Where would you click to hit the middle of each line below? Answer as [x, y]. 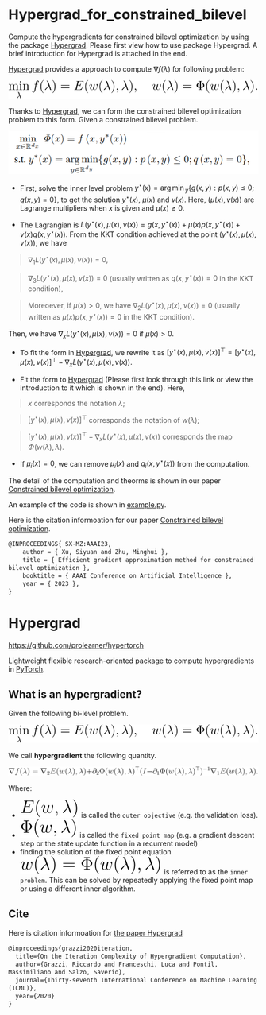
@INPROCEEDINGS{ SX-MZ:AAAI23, [60, 544]
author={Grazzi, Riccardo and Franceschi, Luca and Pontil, [117, 964]
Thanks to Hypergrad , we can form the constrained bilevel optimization [125, 111]
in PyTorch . [27, 669]
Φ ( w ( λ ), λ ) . [46, 447]
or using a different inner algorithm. [78, 889]
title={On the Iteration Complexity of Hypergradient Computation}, [131, 956]
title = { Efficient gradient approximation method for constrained [138, 560]
